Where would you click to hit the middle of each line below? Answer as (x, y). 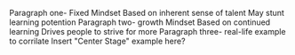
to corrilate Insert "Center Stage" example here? (97, 41)
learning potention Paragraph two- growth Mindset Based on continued (140, 22)
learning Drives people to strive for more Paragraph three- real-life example (147, 31)
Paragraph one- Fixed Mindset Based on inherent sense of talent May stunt (147, 13)
